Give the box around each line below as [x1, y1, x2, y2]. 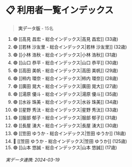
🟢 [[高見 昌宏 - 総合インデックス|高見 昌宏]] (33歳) [13, 36, 118, 42]
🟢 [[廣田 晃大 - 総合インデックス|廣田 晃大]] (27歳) [13, 83, 118, 89]
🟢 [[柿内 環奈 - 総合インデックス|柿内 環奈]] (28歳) [13, 75, 118, 81]
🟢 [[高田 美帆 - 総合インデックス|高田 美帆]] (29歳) [13, 67, 118, 73]
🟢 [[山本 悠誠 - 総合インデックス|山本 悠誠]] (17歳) [13, 144, 117, 150]
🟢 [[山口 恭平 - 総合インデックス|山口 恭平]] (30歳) [13, 59, 118, 65]
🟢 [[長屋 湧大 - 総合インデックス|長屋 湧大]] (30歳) [13, 122, 118, 128]
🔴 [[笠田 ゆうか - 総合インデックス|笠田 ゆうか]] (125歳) [13, 138, 127, 144]
